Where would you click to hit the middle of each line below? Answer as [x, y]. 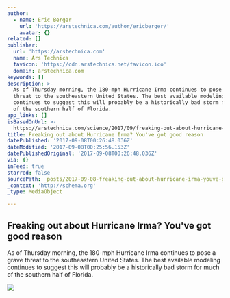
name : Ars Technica [41, 58]
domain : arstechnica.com [49, 71]
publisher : [23, 45]
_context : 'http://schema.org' [52, 186]
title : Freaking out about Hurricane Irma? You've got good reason [105, 134]
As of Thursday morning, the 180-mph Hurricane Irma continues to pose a [112, 252]
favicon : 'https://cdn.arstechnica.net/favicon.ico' [90, 64]
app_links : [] [27, 115]
